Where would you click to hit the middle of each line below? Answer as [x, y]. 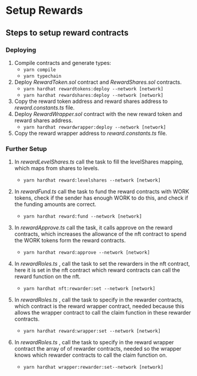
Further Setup [26, 149]
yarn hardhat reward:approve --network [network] [87, 253]
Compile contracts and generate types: [63, 63]
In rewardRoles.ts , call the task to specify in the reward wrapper [94, 342]
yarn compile [40, 70]
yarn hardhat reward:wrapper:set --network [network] [92, 331]
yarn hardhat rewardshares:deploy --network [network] [93, 95]
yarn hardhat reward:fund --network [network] [83, 217]
